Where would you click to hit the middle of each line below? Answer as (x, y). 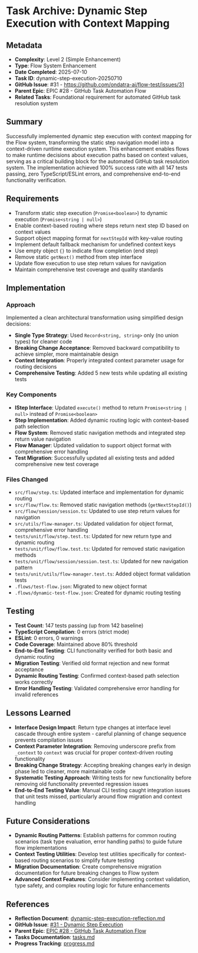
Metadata (24, 45)
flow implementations (41, 848)
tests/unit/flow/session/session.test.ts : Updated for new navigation (101, 561)
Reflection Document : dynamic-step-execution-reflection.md (90, 918)
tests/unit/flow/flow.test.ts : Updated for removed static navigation (100, 548)
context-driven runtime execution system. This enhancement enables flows (98, 148)
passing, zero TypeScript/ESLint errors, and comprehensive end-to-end (93, 174)
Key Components (32, 395)
